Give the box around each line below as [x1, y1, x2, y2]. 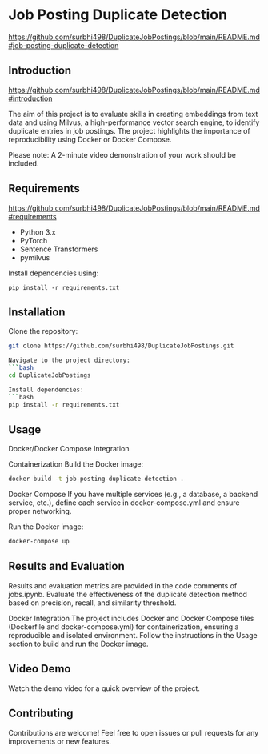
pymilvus [19, 252, 50, 262]
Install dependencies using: [8, 268, 99, 278]
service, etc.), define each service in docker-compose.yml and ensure [8, 498, 240, 507]
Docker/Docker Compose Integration [8, 444, 130, 454]
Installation [8, 305, 66, 319]
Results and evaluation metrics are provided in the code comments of [8, 580, 238, 590]
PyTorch [19, 235, 48, 245]
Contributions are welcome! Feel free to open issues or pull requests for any [8, 728, 259, 737]
